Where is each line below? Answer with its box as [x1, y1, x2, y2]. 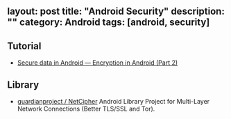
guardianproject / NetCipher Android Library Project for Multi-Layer [17, 97, 210, 106]
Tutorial [7, 40, 42, 51]
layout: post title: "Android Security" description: [7, 6, 225, 17]
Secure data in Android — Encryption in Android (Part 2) [17, 58, 178, 67]
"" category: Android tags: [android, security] [7, 17, 210, 29]
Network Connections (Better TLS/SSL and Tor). [17, 104, 155, 113]
